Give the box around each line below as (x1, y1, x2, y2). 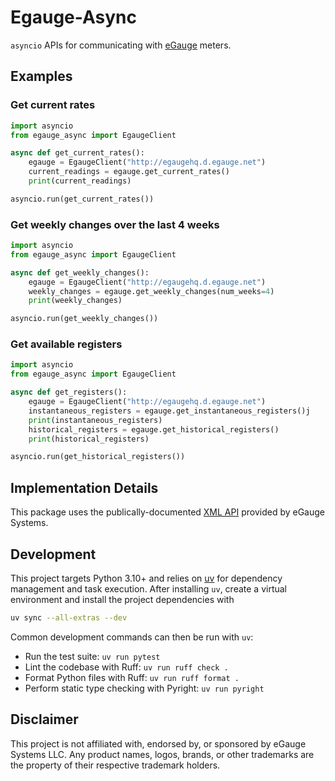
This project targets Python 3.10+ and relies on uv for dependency (10, 572, 283, 584)
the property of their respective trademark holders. (10, 759, 221, 771)
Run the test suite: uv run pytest (24, 650, 161, 662)
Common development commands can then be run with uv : (10, 631, 254, 643)
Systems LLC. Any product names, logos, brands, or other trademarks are (10, 748, 315, 760)
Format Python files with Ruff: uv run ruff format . (24, 671, 240, 683)
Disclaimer (10, 711, 79, 728)
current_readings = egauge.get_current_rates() (28, 167, 230, 177)
